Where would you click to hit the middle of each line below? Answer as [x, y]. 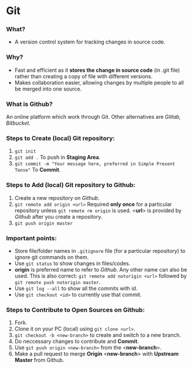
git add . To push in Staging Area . [57, 158]
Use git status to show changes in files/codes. [72, 263]
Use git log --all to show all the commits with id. [76, 288]
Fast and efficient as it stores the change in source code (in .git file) [97, 70]
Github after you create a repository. [58, 216]
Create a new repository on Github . [57, 198]
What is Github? [29, 104]
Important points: [31, 238]
